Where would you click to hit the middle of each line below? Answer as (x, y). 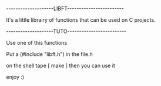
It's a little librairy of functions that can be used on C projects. (81, 20)
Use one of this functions (37, 43)
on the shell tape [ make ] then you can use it (61, 65)
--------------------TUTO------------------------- (66, 31)
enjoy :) (15, 77)
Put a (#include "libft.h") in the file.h (49, 54)
